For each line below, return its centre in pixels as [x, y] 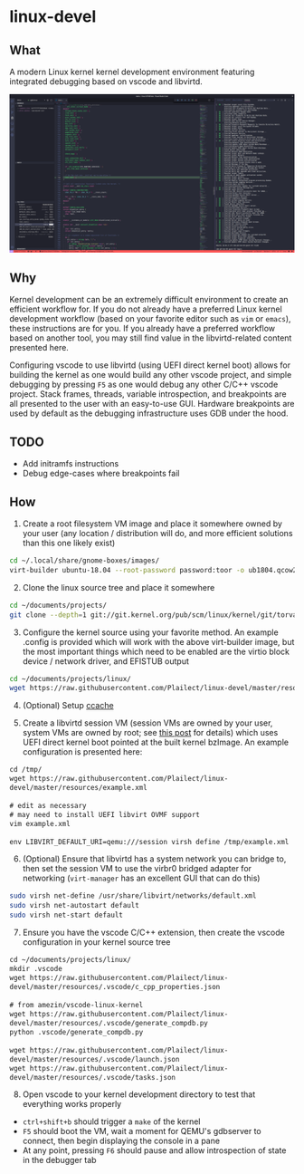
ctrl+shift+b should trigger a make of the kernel [111, 1121]
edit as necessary [52, 806]
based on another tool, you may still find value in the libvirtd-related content [151, 338]
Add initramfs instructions [71, 464]
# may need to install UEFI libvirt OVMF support [105, 815]
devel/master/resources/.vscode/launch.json [95, 1059]
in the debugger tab [59, 1160]
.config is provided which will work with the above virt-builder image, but [158, 641]
